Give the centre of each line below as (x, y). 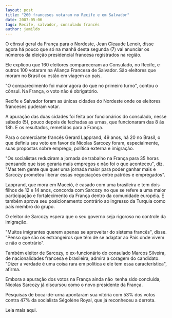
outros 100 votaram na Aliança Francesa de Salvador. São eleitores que (81, 70)
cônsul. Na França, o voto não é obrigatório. (52, 91)
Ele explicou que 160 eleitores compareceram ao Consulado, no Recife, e (83, 65)
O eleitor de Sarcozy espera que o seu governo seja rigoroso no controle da (85, 217)
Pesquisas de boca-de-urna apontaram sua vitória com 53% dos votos (80, 295)
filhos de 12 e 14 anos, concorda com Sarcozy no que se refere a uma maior (85, 190)
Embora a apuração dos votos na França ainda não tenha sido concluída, (83, 279)
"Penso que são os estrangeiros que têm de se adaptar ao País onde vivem (85, 238)
